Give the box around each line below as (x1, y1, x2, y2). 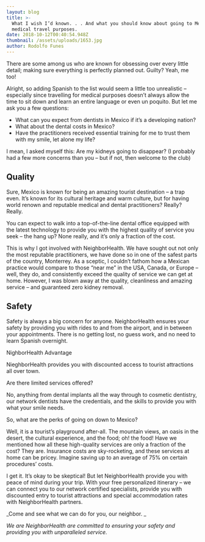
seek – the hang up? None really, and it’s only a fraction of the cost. (6, 232, 176, 239)
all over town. (6, 367, 41, 374)
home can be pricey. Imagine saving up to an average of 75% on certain (6, 454, 188, 461)
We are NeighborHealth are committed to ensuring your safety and (6, 522, 175, 529)
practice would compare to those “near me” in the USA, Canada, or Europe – (6, 264, 199, 271)
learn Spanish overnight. (6, 337, 68, 344)
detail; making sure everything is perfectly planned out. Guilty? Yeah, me (6, 66, 189, 73)
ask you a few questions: (6, 104, 69, 111)
